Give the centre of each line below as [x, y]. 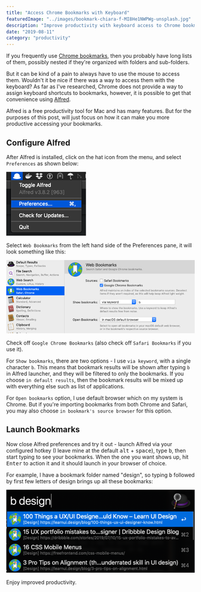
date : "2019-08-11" [31, 32]
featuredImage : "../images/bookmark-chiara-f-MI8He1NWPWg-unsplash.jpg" [99, 19]
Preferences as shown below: [42, 163]
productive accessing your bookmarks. [54, 124]
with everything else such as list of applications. [66, 386]
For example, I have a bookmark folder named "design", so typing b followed [100, 475]
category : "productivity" [38, 38]
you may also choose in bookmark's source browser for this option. [89, 411]
